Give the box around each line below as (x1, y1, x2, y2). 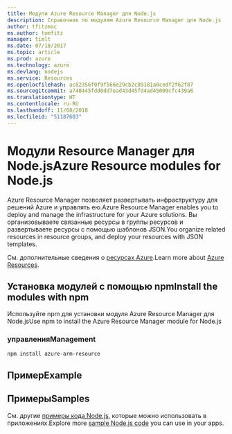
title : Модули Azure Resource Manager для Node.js (7, 10, 157, 17)
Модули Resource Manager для (7, 143, 195, 159)
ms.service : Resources (7, 74, 73, 82)
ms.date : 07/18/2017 (7, 42, 67, 49)
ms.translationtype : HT (7, 94, 76, 101)
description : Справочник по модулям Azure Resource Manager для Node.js (7, 17, 222, 24)
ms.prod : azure (7, 55, 51, 62)
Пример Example (7, 369, 82, 381)
